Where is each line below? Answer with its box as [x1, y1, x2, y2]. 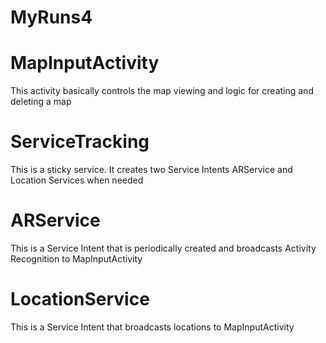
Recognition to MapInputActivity [10, 253, 143, 265]
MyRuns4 [10, 6, 93, 29]
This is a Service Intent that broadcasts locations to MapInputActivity [10, 321, 295, 333]
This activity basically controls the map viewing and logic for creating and [10, 85, 314, 97]
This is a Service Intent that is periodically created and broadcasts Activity [10, 242, 317, 254]
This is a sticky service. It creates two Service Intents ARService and [10, 164, 293, 176]
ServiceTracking [10, 131, 150, 153]
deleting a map [10, 96, 72, 108]
